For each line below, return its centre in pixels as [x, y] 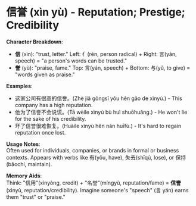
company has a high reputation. [54, 105]
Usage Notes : [23, 144]
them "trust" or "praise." [36, 196]
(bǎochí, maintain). [29, 164]
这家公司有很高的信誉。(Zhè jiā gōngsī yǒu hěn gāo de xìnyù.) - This [99, 98]
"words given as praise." [45, 74]
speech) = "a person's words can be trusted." [71, 61]
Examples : [19, 86]
